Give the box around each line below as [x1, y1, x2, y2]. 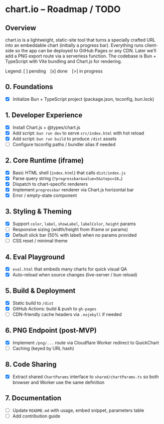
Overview [5, 24, 37, 32]
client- [144, 42, 158, 48]
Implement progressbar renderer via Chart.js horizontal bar [12, 186, 134, 192]
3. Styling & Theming [5, 207, 72, 216]
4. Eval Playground [5, 253, 65, 261]
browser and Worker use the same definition [12, 379, 105, 385]
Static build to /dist [12, 300, 54, 306]
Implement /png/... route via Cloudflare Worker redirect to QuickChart [12, 339, 159, 345]
